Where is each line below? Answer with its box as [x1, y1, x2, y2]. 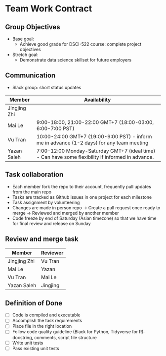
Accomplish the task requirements [12, 318, 83, 324]
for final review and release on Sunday [12, 220, 91, 226]
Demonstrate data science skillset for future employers [19, 57, 132, 62]
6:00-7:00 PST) [36, 125, 75, 132]
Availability [83, 96, 111, 103]
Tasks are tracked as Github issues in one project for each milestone [12, 194, 152, 200]
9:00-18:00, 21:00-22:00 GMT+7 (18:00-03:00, [36, 119, 154, 125]
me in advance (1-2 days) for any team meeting [36, 139, 149, 146]
